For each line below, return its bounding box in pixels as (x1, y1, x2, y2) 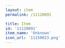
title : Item (5, 21, 31, 26)
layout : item (5, 7, 33, 13)
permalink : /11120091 (5, 12, 52, 17)
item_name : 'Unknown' (5, 31, 52, 36)
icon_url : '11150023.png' (5, 35, 60, 40)
